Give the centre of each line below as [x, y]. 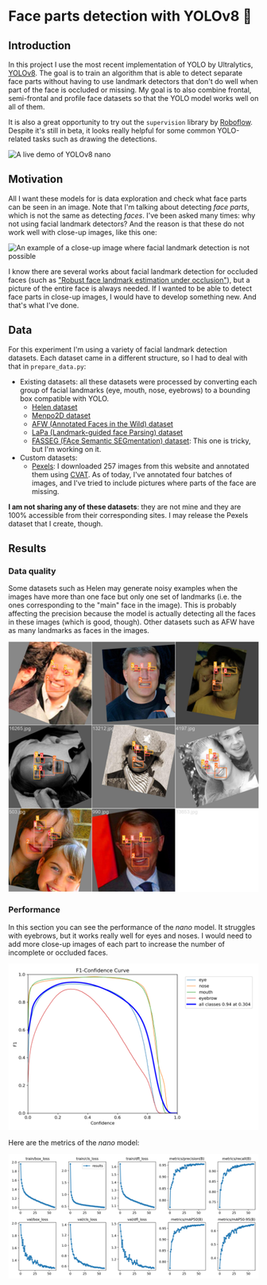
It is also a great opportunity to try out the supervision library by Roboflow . [130, 122]
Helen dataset [54, 407]
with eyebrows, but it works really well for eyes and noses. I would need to [130, 936]
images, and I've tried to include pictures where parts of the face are [144, 483]
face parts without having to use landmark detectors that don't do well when [133, 81]
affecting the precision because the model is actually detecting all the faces [132, 614]
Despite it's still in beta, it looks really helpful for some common [112, 131]
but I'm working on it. [66, 449]
